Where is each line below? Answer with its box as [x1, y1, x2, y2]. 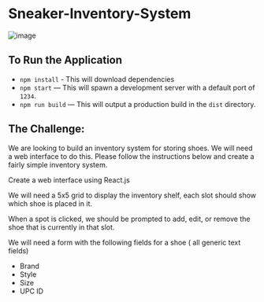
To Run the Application [8, 53, 123, 67]
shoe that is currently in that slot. [8, 222, 115, 232]
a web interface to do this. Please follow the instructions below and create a [8, 151, 255, 161]
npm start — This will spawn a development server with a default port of [19, 83, 255, 92]
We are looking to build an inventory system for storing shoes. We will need [8, 143, 253, 153]
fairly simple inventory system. [8, 160, 108, 169]
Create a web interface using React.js [8, 175, 130, 185]
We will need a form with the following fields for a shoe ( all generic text [8, 238, 241, 247]
